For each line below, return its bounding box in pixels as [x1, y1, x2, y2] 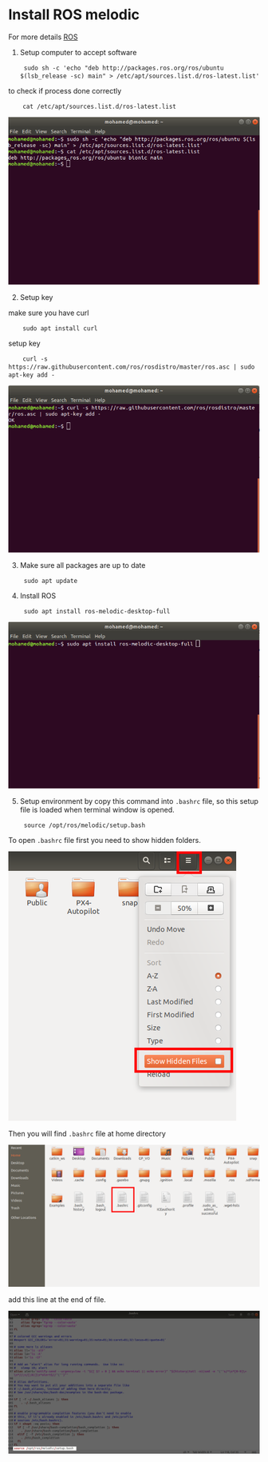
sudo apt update [23, 577, 78, 585]
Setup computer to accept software [19, 47, 137, 57]
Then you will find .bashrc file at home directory [8, 1129, 166, 1139]
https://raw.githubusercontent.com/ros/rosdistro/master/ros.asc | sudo [8, 363, 255, 371]
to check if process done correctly [8, 86, 122, 95]
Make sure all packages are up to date [19, 561, 146, 570]
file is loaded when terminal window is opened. [19, 805, 175, 815]
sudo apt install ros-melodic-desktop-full [23, 608, 171, 616]
